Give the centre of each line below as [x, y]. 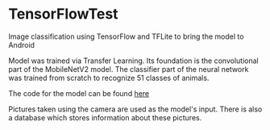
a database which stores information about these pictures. [105, 117]
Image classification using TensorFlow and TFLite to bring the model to [126, 36]
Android [21, 44]
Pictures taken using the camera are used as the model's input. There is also [135, 109]
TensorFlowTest [63, 14]
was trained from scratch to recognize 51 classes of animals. [109, 78]
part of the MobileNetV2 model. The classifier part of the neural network [129, 69]
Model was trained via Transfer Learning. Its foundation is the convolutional [134, 61]
